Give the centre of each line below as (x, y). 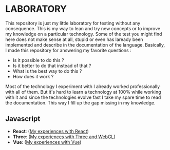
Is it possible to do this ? (38, 60)
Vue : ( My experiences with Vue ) (47, 142)
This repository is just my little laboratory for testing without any (73, 23)
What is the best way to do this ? (47, 71)
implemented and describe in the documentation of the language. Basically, (85, 45)
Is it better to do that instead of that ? (52, 66)
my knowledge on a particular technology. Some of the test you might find (84, 34)
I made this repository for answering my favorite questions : (69, 50)
